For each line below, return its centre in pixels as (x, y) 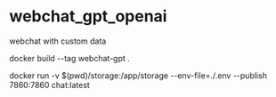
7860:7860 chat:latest (50, 85)
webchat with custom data (58, 41)
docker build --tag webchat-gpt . (70, 58)
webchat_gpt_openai (88, 16)
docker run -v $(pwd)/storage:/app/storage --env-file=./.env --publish (138, 75)
